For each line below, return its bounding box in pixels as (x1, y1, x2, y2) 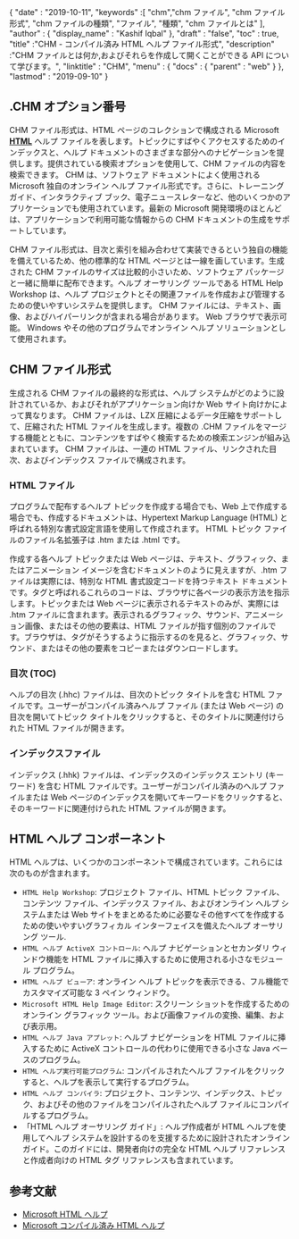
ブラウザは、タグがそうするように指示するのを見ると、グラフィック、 (23, 632, 281, 642)
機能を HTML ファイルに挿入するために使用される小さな (46, 954, 253, 965)
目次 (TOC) (9, 667, 57, 680)
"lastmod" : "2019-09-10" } (9, 71, 109, 81)
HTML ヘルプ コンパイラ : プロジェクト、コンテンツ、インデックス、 (21, 1088, 261, 1099)
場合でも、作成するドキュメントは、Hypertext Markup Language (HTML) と (9, 512, 288, 523)
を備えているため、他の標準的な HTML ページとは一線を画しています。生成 (9, 255, 286, 265)
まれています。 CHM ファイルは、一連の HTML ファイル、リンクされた (9, 443, 270, 454)
